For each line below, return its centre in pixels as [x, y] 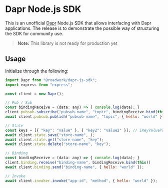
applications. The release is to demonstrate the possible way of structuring [82, 28]
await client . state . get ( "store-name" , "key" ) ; [54, 140]
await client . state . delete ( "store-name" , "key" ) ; [58, 144]
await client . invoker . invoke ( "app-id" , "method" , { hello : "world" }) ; [81, 181]
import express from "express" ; [39, 85]
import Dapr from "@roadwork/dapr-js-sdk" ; [51, 80]
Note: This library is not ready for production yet [67, 43]
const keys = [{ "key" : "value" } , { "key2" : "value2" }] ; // [71, 130]
